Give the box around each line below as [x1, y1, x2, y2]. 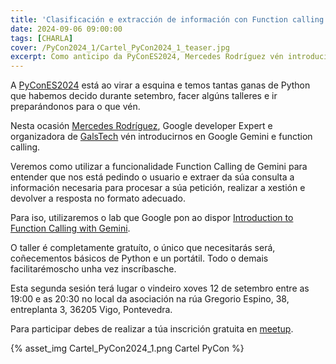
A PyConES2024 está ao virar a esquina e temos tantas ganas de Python [10, 79, 311, 91]
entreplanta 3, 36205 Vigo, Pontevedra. [10, 304, 173, 316]
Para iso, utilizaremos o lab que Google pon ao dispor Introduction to [10, 212, 294, 224]
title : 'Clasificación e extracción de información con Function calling [10, 14, 325, 25]
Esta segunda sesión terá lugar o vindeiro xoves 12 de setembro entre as [10, 282, 310, 295]
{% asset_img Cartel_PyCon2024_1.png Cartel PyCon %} [10, 342, 245, 355]
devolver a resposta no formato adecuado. [10, 192, 186, 205]
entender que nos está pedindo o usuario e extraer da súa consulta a [10, 171, 295, 183]
